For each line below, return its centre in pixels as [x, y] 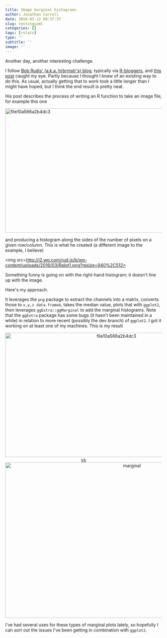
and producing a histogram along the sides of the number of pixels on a [78, 240]
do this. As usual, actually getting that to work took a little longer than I [77, 81]
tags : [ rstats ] [21, 33]
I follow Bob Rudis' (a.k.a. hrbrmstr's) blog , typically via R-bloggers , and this [83, 71]
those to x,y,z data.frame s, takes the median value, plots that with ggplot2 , [83, 304]
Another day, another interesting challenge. [49, 61]
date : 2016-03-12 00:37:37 [33, 19]
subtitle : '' [19, 42]
